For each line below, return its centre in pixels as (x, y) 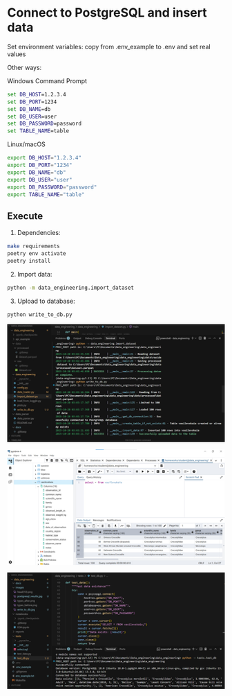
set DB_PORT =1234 (32, 102)
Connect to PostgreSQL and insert (107, 13)
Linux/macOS (27, 144)
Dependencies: (39, 233)
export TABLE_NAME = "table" (46, 194)
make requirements (33, 246)
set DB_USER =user (32, 116)
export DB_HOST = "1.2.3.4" (44, 158)
